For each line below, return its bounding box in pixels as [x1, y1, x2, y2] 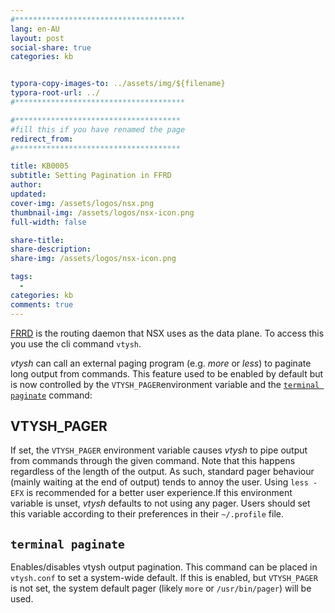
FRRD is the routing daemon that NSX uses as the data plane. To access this [10, 327, 325, 339]
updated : [10, 189, 47, 199]
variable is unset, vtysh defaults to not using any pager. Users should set [10, 497, 311, 510]
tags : [10, 272, 33, 282]
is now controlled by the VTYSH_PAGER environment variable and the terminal [10, 378, 320, 390]
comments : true [10, 299, 74, 310]
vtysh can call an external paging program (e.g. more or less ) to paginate [10, 357, 312, 369]
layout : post [10, 33, 65, 43]
